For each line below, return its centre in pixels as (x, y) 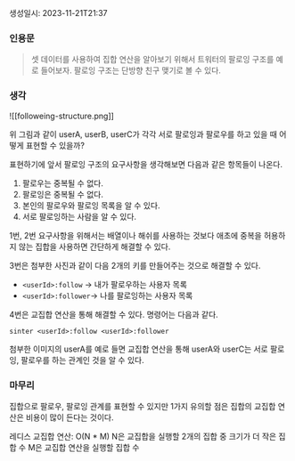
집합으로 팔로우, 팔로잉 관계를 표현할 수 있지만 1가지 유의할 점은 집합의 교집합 (143, 406)
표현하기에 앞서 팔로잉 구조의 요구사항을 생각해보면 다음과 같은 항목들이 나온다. (146, 164)
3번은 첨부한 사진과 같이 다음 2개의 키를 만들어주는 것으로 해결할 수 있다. (135, 265)
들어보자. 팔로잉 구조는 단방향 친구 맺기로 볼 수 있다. (131, 70)
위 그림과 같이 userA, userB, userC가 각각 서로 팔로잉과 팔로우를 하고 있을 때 (143, 134)
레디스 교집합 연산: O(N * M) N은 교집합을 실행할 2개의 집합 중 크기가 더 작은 (143, 436)
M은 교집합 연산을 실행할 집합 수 (84, 447)
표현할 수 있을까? (55, 145)
